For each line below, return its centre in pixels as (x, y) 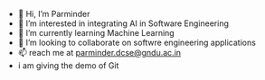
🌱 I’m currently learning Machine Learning (96, 33)
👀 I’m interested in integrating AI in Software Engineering (123, 23)
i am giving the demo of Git (68, 66)
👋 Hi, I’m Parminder (54, 14)
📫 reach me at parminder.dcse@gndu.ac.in (99, 53)
